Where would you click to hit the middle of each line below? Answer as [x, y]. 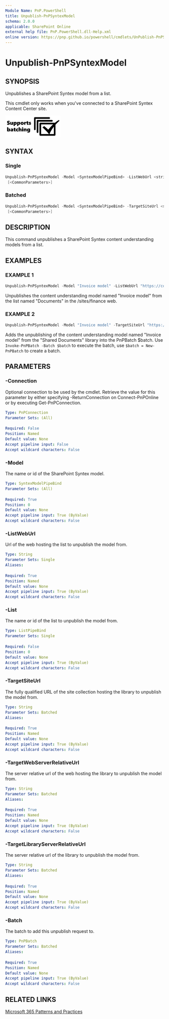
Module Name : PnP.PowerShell [36, 11]
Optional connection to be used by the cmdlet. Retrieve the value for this [80, 392]
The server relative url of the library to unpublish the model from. [72, 855]
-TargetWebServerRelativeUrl [42, 762]
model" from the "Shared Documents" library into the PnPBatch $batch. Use [84, 340]
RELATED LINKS [31, 1000]
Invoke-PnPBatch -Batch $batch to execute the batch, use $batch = [74, 346]
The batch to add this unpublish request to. [50, 931]
